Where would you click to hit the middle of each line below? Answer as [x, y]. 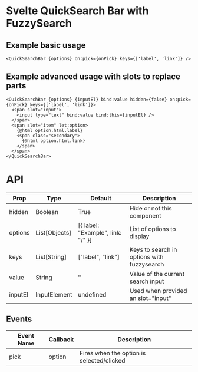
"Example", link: [100, 232]
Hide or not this [151, 208]
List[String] [51, 256]
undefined [92, 294]
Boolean [47, 212]
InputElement [54, 294]
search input [147, 281]
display [139, 236]
